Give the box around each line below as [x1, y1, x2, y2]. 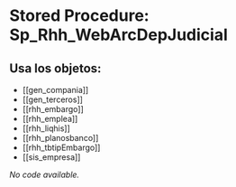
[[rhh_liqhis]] [22, 123, 70, 134]
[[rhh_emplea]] [22, 114, 78, 124]
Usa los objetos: [9, 61, 102, 76]
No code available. [9, 169, 79, 180]
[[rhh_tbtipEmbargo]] [22, 142, 101, 153]
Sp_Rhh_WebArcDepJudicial [9, 24, 228, 45]
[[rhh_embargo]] [22, 104, 84, 114]
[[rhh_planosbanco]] [22, 133, 99, 143]
